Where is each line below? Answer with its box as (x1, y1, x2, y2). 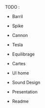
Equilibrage (12, 51, 35, 57)
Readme (12, 98, 29, 104)
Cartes (12, 61, 26, 66)
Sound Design (12, 80, 41, 85)
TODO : (5, 4, 20, 10)
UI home (12, 70, 30, 76)
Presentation (12, 89, 38, 94)
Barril (12, 14, 23, 19)
